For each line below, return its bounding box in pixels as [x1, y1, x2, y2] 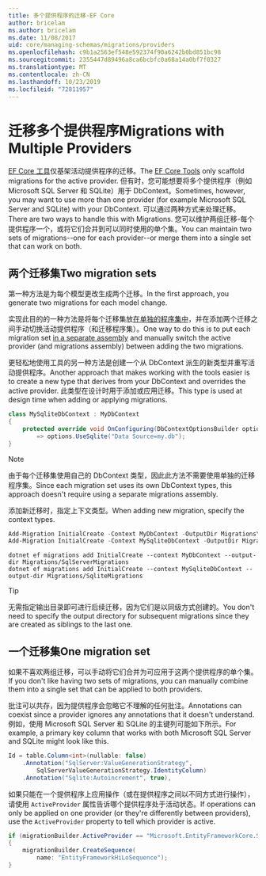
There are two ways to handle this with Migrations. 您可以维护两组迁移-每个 [8, 215, 255, 224]
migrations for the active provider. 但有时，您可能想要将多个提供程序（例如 [8, 176, 253, 186]
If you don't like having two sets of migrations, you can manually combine [8, 676, 249, 686]
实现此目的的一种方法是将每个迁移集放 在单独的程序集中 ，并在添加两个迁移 [8, 314, 251, 324]
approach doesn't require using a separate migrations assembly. [8, 489, 218, 499]
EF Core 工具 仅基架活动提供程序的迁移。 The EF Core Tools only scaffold [8, 166, 245, 176]
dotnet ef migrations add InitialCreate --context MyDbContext [8, 551, 222, 559]
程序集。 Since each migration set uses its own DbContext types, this [8, 480, 233, 489]
